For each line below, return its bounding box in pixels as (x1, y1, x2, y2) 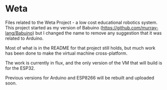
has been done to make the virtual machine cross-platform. (5, 50, 128, 56)
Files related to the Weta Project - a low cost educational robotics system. (5, 19, 158, 25)
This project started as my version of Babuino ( (5, 24, 102, 30)
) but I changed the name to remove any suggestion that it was (32, 30, 162, 36)
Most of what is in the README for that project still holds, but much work (5, 45, 155, 51)
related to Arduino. (5, 35, 44, 41)
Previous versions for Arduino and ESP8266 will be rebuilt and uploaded (5, 75, 154, 81)
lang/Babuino (5, 30, 33, 36)
